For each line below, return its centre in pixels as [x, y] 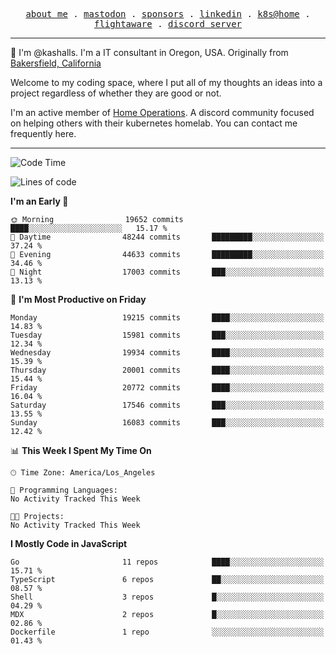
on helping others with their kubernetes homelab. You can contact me [154, 123]
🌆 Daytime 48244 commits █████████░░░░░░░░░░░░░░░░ [167, 237]
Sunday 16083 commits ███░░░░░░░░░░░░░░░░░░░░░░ [167, 423]
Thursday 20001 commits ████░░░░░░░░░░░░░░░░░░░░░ [167, 370]
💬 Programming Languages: [64, 490]
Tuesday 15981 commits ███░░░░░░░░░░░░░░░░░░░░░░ [167, 335]
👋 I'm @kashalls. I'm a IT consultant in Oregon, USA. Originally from [149, 52]
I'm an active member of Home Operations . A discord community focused [162, 112]
